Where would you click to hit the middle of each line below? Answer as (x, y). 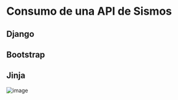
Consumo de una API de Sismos (89, 11)
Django (21, 34)
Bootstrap (26, 54)
